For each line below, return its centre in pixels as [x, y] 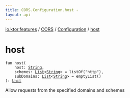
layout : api [18, 15]
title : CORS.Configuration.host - [42, 10]
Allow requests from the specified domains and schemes [65, 90]
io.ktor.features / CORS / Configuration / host [53, 29]
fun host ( [16, 63]
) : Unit [14, 81]
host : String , [29, 68]
